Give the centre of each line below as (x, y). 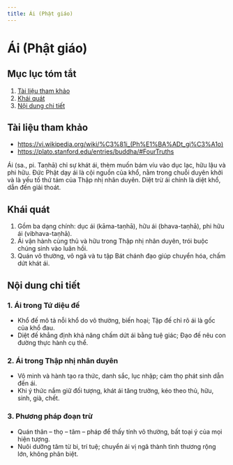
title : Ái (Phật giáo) (40, 14)
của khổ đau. (36, 327)
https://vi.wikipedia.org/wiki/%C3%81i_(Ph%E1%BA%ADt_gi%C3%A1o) (120, 145)
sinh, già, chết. (38, 398)
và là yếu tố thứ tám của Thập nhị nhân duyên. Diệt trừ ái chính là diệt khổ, (114, 180)
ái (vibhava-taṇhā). (45, 234)
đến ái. (27, 383)
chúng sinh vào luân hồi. (53, 249)
